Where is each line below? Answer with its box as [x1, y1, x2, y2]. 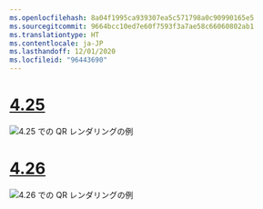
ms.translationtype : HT [9, 30, 100, 39]
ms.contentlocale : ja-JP [9, 38, 104, 48]
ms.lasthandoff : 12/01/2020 [9, 47, 116, 56]
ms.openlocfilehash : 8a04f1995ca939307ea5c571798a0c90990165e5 [9, 13, 255, 23]
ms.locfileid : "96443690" [9, 55, 107, 65]
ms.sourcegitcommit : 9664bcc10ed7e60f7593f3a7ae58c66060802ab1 [9, 22, 255, 31]
